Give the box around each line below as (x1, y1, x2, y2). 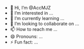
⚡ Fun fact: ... (10, 39, 38, 45)
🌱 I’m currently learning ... (10, 15, 65, 21)
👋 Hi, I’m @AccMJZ (10, 5, 51, 10)
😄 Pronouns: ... (10, 33, 43, 39)
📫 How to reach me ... (10, 26, 58, 32)
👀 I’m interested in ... (10, 10, 53, 16)
